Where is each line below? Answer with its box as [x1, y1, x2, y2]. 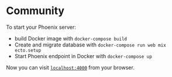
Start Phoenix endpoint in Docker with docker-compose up [14, 52, 152, 59]
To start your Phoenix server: [6, 24, 76, 31]
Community [6, 4, 65, 18]
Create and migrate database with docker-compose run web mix [14, 41, 167, 48]
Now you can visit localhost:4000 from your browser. [6, 63, 135, 71]
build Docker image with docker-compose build [14, 35, 128, 42]
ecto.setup [14, 47, 42, 53]
